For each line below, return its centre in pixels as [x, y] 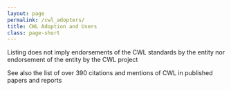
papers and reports [35, 81]
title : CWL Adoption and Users [52, 26]
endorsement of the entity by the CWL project [73, 60]
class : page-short [34, 33]
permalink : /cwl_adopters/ [46, 20]
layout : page [26, 13]
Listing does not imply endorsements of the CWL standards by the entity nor [116, 52]
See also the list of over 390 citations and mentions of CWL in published [110, 73]
